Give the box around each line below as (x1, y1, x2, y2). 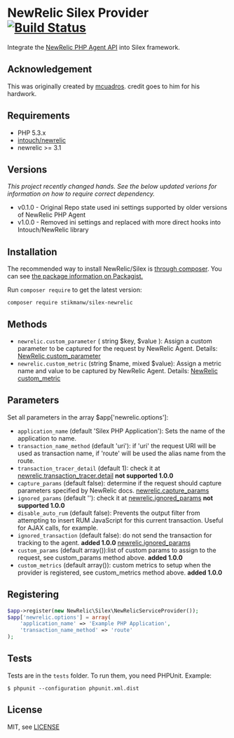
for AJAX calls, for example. (17, 523, 98, 532)
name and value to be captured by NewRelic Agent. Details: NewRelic (17, 367, 219, 375)
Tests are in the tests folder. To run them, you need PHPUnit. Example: (7, 671, 212, 680)
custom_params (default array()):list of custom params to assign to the (17, 546, 216, 554)
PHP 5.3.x (17, 128, 46, 137)
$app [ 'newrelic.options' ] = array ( (7, 614, 111, 621)
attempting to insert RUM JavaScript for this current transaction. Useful (17, 516, 223, 524)
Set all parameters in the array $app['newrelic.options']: (7, 412, 169, 422)
